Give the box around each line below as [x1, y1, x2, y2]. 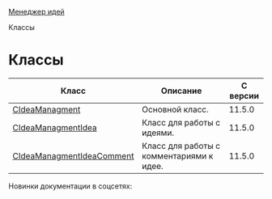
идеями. [141, 127, 175, 138]
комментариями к [141, 150, 214, 161]
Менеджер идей [8, 7, 65, 16]
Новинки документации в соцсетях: [8, 181, 133, 191]
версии [229, 90, 259, 101]
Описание [160, 85, 202, 96]
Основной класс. [141, 104, 209, 115]
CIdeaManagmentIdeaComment [12, 150, 134, 161]
